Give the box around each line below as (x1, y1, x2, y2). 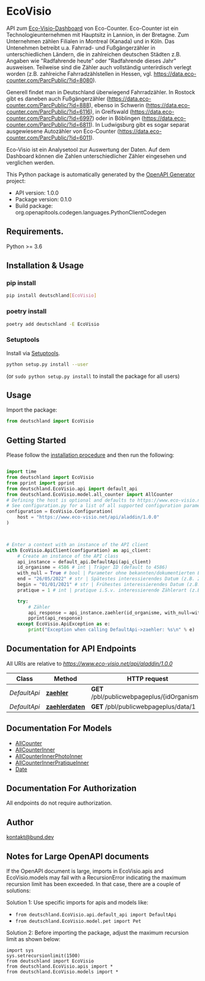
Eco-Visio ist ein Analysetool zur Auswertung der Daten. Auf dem (6, 146, 170, 153)
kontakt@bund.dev (6, 833, 54, 841)
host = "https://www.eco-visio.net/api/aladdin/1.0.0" (17, 514, 160, 521)
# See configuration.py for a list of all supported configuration (6, 503, 182, 509)
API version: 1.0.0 (15, 189, 59, 197)
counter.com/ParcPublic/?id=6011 (6, 133, 91, 141)
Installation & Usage (6, 260, 84, 271)
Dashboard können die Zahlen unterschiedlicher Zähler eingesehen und (6, 152, 187, 160)
